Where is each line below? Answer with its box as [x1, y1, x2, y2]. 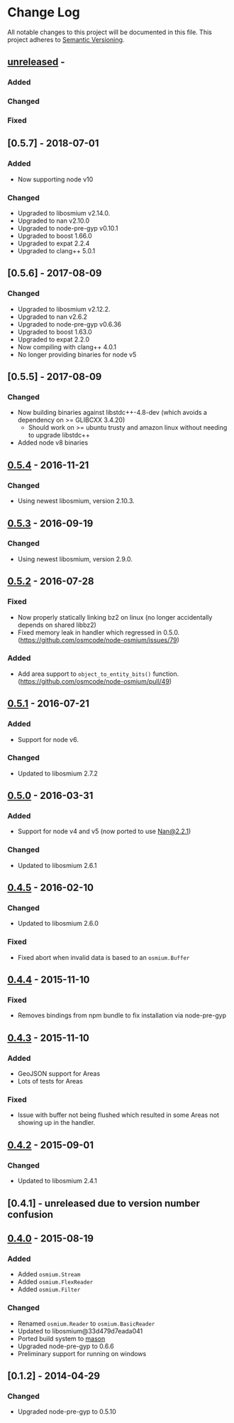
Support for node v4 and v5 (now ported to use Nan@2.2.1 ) [17, 827, 191, 836]
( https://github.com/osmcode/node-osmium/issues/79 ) [17, 635, 179, 644]
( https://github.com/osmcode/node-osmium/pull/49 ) [17, 677, 172, 685]
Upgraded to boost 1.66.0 [17, 232, 92, 240]
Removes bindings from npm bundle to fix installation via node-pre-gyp [17, 1011, 227, 1020]
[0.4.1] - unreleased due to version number [7, 1197, 200, 1210]
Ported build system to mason [17, 1334, 106, 1343]
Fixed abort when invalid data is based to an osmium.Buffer [17, 953, 190, 961]
